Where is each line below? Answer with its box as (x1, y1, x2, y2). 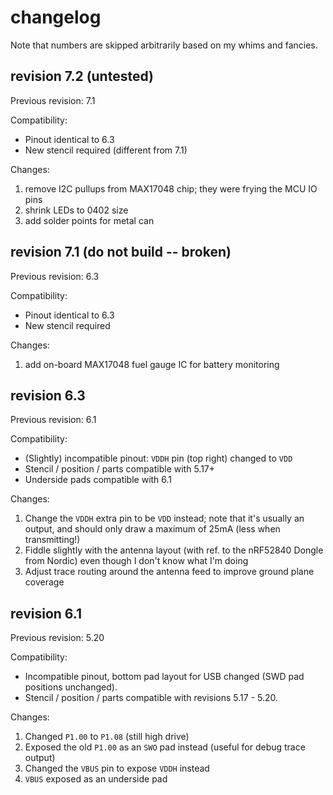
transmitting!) (24, 534, 81, 546)
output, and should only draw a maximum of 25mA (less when (24, 523, 281, 535)
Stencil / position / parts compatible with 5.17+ (24, 463, 216, 475)
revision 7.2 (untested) (10, 68, 154, 85)
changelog (10, 6, 102, 29)
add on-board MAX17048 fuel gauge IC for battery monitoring (24, 358, 280, 370)
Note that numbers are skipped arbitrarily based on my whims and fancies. (10, 39, 318, 51)
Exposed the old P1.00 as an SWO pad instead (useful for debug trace (24, 741, 306, 753)
